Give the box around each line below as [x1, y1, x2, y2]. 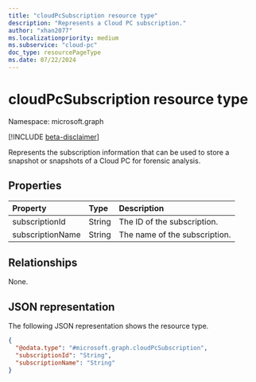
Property [12, 202, 47, 213]
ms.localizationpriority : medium [8, 33, 119, 42]
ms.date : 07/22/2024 [8, 57, 77, 64]
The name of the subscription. [118, 228, 231, 240]
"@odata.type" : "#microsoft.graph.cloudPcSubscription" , [15, 344, 208, 353]
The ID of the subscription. [118, 216, 219, 227]
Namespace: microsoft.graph [8, 116, 104, 126]
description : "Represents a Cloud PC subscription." [8, 19, 187, 27]
